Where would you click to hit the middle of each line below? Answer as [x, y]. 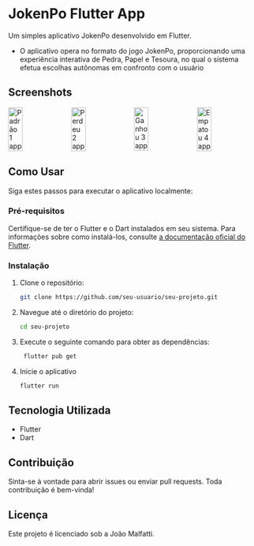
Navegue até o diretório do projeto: [77, 312]
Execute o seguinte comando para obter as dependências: [115, 342]
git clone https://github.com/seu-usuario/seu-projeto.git [119, 297]
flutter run [39, 386]
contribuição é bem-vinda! [51, 490]
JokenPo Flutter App [77, 14]
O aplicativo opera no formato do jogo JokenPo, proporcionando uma [133, 50]
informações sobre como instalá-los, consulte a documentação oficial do [127, 237]
